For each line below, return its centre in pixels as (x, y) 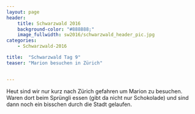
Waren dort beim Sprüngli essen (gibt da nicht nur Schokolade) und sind (97, 97)
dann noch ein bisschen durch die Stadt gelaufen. (69, 104)
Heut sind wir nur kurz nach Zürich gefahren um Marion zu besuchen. (94, 91)
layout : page (23, 12)
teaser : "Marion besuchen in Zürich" (55, 63)
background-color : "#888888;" (56, 29)
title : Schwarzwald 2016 (49, 23)
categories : (21, 40)
